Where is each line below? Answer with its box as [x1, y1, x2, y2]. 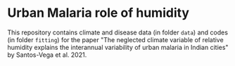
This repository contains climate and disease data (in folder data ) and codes [7, 28, 229, 37]
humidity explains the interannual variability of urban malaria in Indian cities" [7, 43, 229, 51]
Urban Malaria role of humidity [7, 5, 190, 21]
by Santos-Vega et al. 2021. [7, 51, 87, 59]
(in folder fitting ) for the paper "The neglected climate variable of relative [7, 35, 224, 44]
